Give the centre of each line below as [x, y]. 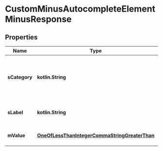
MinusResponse [38, 19]
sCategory [20, 77]
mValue [16, 135]
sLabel [15, 112]
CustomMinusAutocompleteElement [80, 9]
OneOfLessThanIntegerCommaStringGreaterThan [96, 135]
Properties [21, 37]
